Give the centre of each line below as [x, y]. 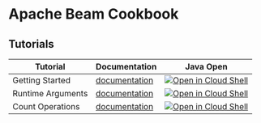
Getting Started [42, 80]
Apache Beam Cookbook [94, 14]
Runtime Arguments [50, 93]
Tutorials [31, 44]
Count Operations [46, 106]
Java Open [207, 67]
